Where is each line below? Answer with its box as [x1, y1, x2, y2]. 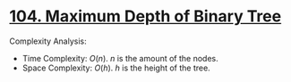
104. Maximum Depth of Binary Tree [9, 6, 282, 27]
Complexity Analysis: [9, 36, 87, 46]
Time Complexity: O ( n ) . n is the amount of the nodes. [21, 53, 218, 63]
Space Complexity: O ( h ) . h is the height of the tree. [21, 62, 210, 73]
